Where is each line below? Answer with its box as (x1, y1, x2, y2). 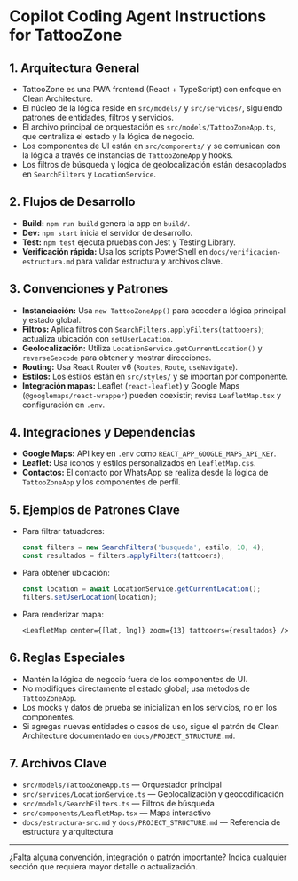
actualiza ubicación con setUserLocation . (21, 333, 173, 343)
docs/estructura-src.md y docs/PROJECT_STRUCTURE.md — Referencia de (21, 817, 281, 828)
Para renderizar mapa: (21, 609, 105, 619)
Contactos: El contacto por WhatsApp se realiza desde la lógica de (21, 468, 269, 478)
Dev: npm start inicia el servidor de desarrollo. (21, 227, 193, 238)
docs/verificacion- (209, 248, 282, 256)
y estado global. (21, 314, 82, 325)
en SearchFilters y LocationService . (21, 169, 157, 179)
